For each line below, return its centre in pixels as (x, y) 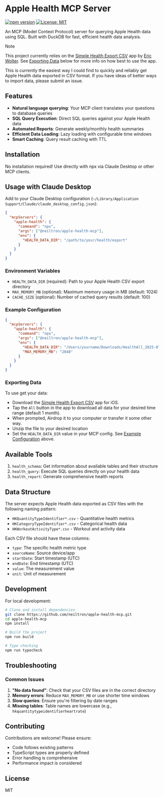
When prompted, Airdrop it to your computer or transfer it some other (82, 418)
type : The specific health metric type (49, 548)
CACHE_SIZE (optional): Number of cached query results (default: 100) (81, 297)
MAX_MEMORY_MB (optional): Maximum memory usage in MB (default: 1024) (85, 292)
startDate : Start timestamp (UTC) (46, 558)
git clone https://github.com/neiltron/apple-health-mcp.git (69, 615)
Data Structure (28, 492)
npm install (17, 624)
